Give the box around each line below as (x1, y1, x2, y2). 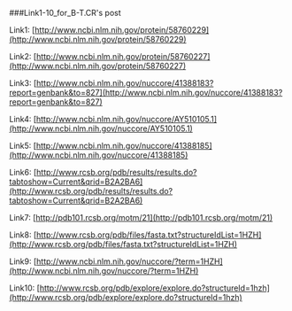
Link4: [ (9, 114, 37, 124)
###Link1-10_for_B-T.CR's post (9, 8, 121, 18)
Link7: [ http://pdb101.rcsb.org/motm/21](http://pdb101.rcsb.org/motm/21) (9, 213, 273, 222)
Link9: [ (9, 256, 37, 267)
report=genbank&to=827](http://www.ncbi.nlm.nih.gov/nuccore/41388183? (9, 88, 283, 97)
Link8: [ (9, 229, 37, 240)
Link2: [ (9, 51, 37, 61)
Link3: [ (9, 78, 37, 88)
